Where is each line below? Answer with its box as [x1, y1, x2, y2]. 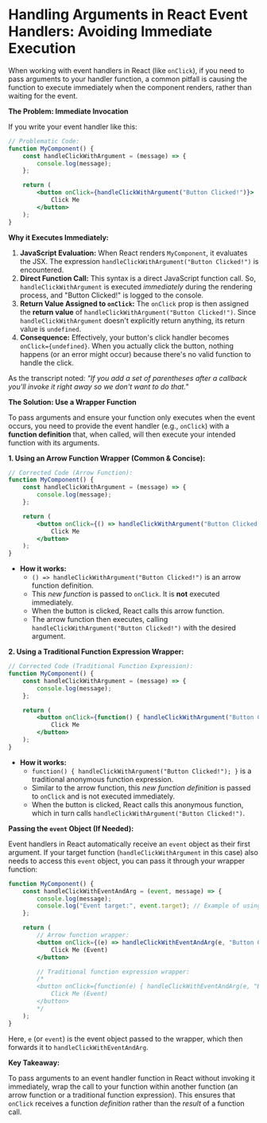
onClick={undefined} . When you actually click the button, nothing [19, 340, 234, 351]
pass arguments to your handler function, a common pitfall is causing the [8, 74, 248, 84]
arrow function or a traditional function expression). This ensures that [8, 1090, 236, 1099]
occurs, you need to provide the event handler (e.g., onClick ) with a [8, 421, 230, 430]
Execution [8, 40, 76, 57]
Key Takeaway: [8, 1058, 60, 1067]
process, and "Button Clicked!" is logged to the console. [19, 290, 204, 300]
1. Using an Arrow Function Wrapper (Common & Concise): [8, 453, 206, 463]
